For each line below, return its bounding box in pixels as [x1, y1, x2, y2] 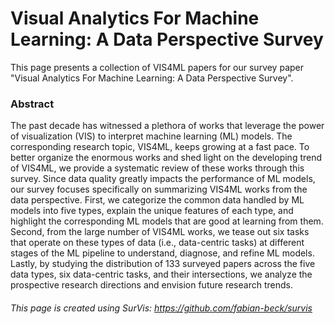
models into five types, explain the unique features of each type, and [10, 205, 294, 217]
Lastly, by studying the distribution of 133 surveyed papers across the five [10, 258, 316, 270]
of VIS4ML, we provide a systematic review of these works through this [10, 162, 305, 174]
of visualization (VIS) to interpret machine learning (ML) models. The [10, 130, 293, 142]
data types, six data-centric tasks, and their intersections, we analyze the [10, 268, 313, 281]
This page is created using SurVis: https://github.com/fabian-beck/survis [10, 302, 313, 314]
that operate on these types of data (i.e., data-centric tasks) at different [10, 237, 305, 249]
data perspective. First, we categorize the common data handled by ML [10, 194, 305, 206]
